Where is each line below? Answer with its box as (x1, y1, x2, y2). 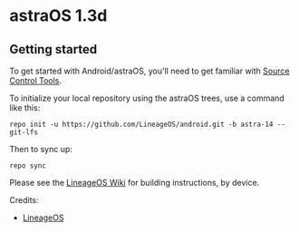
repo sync (9, 161, 47, 170)
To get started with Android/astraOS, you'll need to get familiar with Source (9, 65, 290, 76)
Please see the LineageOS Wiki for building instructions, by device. (9, 178, 260, 188)
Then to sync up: (9, 144, 72, 154)
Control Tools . (9, 75, 62, 86)
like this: (9, 102, 41, 113)
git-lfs (9, 128, 39, 137)
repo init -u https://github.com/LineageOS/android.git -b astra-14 (9, 120, 274, 129)
